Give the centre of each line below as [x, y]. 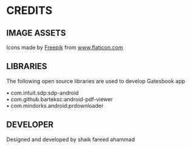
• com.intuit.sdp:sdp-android [42, 93]
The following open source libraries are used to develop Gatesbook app [96, 81]
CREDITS [29, 11]
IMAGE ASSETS [36, 33]
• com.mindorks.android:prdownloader [55, 105]
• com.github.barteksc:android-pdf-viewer [60, 99]
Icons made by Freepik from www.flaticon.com [65, 47]
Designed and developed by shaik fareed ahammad [71, 139]
